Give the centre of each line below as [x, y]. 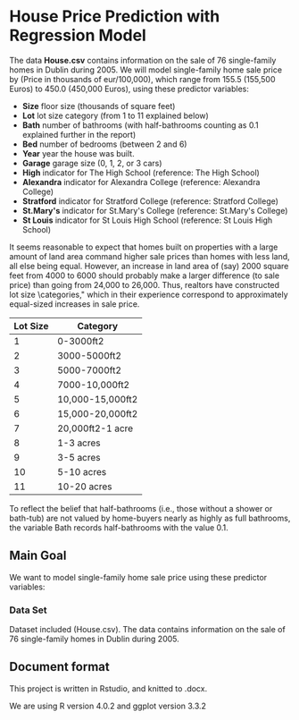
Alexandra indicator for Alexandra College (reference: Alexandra [141, 182]
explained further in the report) [79, 134]
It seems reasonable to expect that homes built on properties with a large [144, 247]
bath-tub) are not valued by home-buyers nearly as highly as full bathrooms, [150, 518]
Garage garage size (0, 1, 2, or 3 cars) [92, 163]
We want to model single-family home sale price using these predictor [138, 577]
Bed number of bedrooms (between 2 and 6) [104, 144]
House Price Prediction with [115, 17]
